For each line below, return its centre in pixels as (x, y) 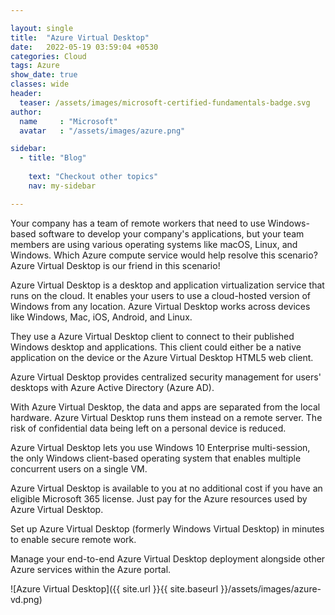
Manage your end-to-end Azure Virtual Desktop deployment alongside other (168, 558)
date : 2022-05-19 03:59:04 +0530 (84, 47)
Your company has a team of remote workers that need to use (138, 223)
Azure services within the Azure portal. (91, 569)
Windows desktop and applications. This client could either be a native (156, 347)
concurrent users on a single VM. (79, 468)
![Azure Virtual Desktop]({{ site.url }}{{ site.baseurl (114, 588)
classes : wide (40, 84)
